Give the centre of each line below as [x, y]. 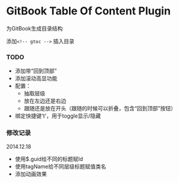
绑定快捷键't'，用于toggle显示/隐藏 [58, 116]
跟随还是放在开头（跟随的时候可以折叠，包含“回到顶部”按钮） [100, 109]
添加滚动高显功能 [36, 79]
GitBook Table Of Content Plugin [89, 11]
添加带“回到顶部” [36, 71]
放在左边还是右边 [45, 101]
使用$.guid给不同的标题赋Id [49, 159]
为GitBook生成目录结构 [35, 28]
